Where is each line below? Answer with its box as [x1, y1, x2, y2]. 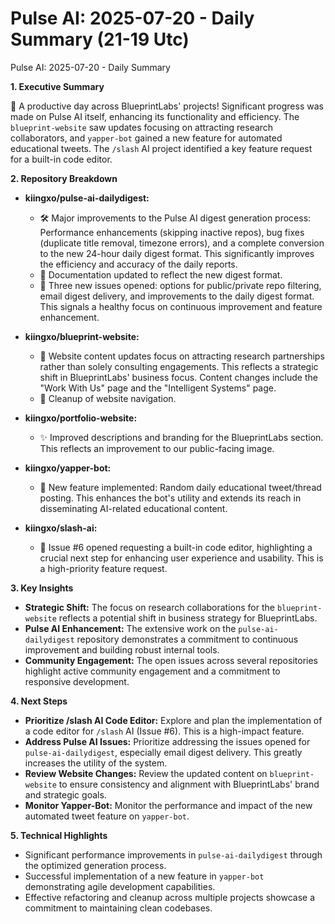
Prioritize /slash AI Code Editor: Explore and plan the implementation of [24, 714, 323, 726]
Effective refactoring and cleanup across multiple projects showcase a [24, 891, 316, 903]
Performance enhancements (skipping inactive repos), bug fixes [39, 226, 305, 238]
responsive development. [24, 675, 130, 687]
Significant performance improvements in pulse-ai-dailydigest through [24, 848, 323, 861]
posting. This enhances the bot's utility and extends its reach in [39, 492, 302, 504]
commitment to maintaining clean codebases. [24, 902, 213, 914]
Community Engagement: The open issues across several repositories [24, 654, 318, 666]
